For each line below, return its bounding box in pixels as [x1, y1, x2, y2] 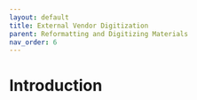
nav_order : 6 [9, 37, 58, 47]
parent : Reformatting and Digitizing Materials [9, 29, 189, 38]
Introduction [9, 76, 103, 96]
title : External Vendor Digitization [9, 21, 149, 30]
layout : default [9, 12, 69, 22]
